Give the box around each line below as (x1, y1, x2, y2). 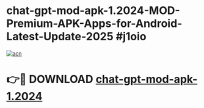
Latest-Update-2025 (6, 30, 114, 43)
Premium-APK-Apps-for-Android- (6, 16, 183, 31)
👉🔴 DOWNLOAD (6, 73, 93, 86)
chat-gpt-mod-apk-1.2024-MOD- (6, 4, 180, 18)
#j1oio (115, 30, 147, 43)
